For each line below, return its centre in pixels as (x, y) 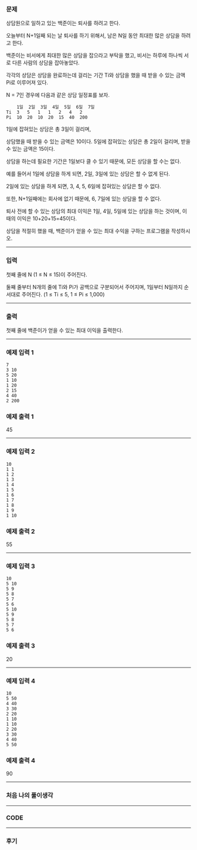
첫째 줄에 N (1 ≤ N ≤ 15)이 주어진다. (47, 275)
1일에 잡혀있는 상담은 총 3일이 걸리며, (49, 129)
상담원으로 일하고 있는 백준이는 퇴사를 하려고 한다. (63, 23)
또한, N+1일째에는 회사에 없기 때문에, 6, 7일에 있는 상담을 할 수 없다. (84, 199)
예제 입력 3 (21, 566)
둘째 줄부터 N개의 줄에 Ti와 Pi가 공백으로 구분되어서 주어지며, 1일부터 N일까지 (94, 287)
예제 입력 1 (20, 352)
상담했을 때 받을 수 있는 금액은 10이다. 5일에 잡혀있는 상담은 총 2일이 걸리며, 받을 (98, 141)
